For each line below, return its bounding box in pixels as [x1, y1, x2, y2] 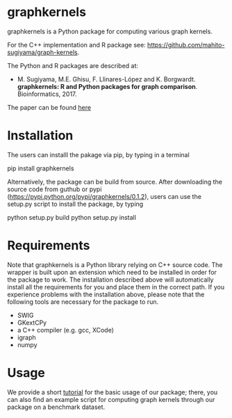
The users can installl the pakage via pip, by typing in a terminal [7, 150, 190, 159]
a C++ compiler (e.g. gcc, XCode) [17, 325, 115, 334]
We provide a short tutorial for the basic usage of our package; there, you [7, 387, 218, 396]
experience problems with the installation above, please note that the [7, 290, 205, 298]
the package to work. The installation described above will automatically [7, 275, 214, 284]
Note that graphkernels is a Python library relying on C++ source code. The [7, 260, 224, 268]
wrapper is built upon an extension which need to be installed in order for [7, 268, 217, 276]
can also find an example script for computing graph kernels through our [7, 395, 215, 403]
